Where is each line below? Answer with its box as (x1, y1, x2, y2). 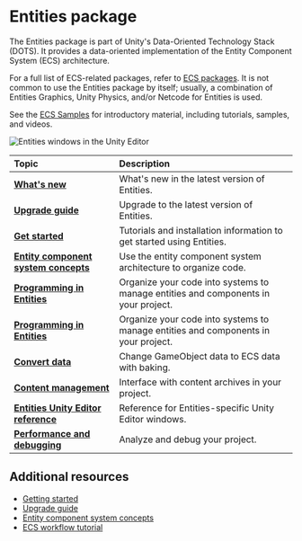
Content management (13, 381, 110, 394)
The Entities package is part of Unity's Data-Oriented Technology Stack (9, 36, 275, 47)
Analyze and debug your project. (119, 433, 257, 446)
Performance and (13, 427, 91, 439)
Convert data (13, 355, 72, 368)
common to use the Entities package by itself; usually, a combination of (9, 82, 273, 93)
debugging (13, 439, 62, 451)
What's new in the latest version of (119, 173, 265, 185)
